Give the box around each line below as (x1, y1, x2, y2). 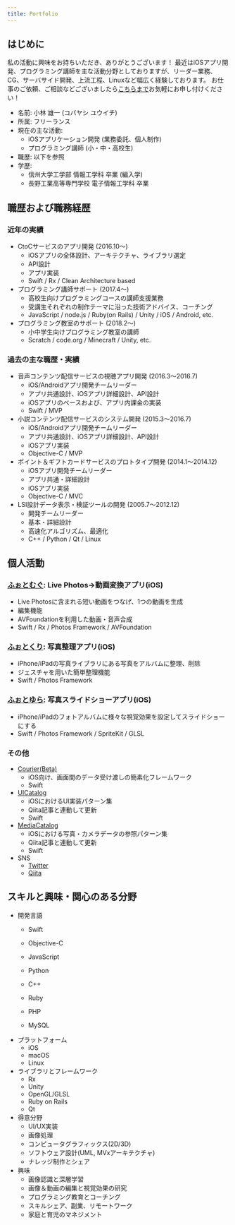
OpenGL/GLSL (27, 1089, 70, 1098)
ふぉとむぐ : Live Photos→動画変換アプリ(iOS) (7, 580, 164, 590)
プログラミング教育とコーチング (27, 1193, 121, 1201)
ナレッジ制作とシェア (27, 1157, 90, 1166)
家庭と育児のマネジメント (27, 1210, 103, 1219)
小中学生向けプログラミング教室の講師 (27, 328, 139, 336)
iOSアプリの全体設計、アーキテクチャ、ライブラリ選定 (27, 251, 186, 260)
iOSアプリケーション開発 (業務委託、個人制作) (27, 135, 162, 143)
